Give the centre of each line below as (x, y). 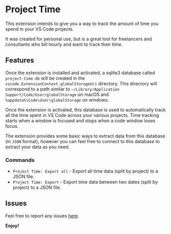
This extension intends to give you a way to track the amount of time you (82, 24)
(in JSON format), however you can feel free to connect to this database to (83, 141)
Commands (20, 160)
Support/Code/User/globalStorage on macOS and (57, 94)
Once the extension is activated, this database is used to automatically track (85, 110)
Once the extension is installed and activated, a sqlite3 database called (80, 73)
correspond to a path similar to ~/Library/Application (62, 89)
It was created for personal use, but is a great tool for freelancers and (79, 39)
